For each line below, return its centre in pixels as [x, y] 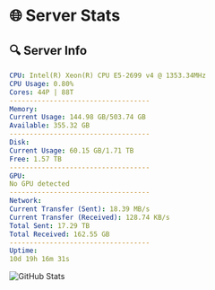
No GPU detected [39, 184]
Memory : [24, 109]
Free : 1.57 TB [36, 159]
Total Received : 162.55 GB [60, 234]
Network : [26, 201]
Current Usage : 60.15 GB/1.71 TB [72, 150]
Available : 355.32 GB [50, 126]
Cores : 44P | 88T [42, 92]
